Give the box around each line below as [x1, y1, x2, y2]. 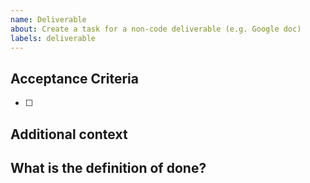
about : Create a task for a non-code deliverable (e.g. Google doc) [10, 24, 302, 34]
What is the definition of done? [10, 159, 207, 176]
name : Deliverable [10, 14, 87, 25]
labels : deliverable [10, 33, 97, 43]
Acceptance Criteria [10, 70, 139, 87]
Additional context [10, 126, 128, 143]
